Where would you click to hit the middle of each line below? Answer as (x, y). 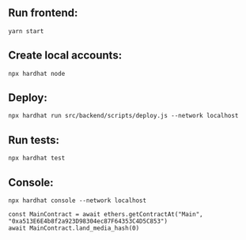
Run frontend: (43, 13)
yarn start (26, 31)
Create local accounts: (65, 56)
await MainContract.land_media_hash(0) (74, 228)
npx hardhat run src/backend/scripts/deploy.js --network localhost (123, 116)
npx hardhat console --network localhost (78, 201)
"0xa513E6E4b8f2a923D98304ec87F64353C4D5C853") (88, 221)
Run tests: (34, 140)
